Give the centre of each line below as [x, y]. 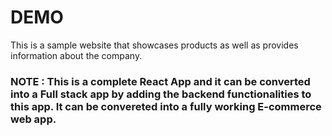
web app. [33, 119]
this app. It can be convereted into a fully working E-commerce [166, 106]
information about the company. [76, 55]
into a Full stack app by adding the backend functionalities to [161, 94]
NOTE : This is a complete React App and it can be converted [160, 81]
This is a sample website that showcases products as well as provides [154, 45]
